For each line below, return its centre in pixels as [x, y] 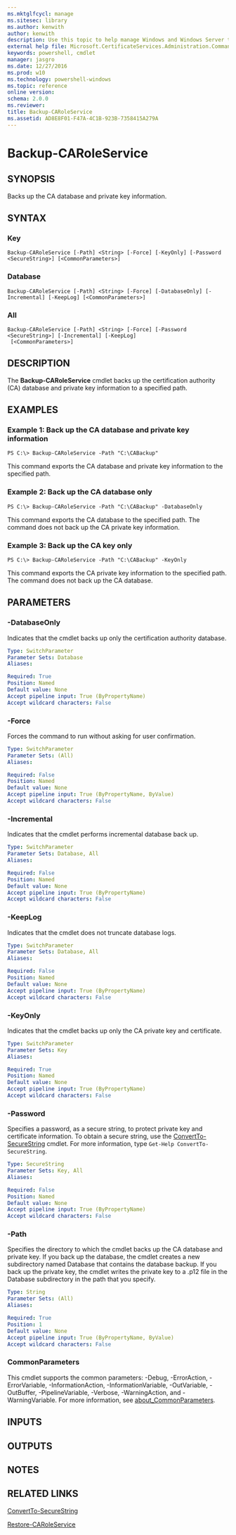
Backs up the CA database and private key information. [87, 196]
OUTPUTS [30, 1446]
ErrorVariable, [27, 1385]
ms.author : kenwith [36, 27]
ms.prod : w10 [26, 72]
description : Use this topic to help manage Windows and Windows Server [116, 40]
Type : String [26, 1292]
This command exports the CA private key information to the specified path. [117, 573]
